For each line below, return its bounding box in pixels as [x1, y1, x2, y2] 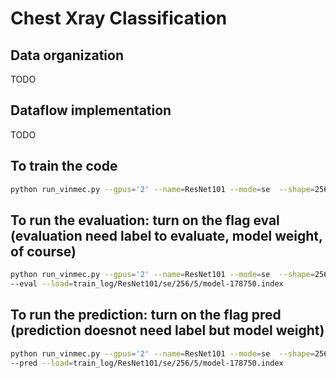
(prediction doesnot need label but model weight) [10, 322, 325, 339]
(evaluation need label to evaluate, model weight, [10, 227, 323, 244]
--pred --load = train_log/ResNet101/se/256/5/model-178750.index [10, 358, 284, 368]
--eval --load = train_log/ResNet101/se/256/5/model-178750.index [10, 279, 284, 289]
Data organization [10, 47, 125, 64]
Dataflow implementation [10, 102, 172, 119]
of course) [10, 243, 77, 260]
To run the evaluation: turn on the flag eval [10, 212, 280, 229]
